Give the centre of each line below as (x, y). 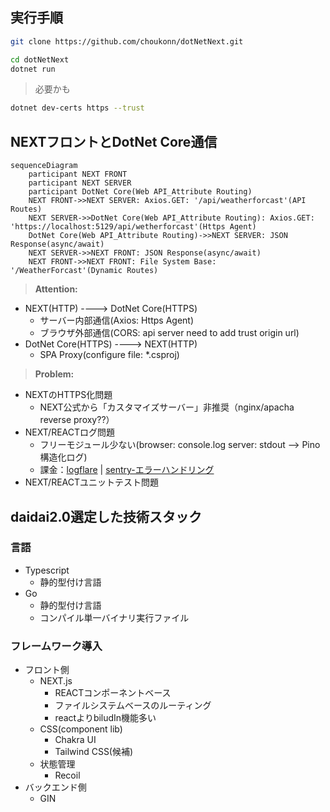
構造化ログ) (63, 457)
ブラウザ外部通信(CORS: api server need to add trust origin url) (169, 333)
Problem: (54, 374)
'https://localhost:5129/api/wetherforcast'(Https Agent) (133, 227)
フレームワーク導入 (56, 646)
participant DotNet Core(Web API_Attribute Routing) (140, 192)
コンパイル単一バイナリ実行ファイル (114, 617)
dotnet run (33, 69)
